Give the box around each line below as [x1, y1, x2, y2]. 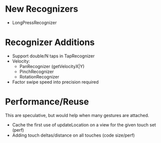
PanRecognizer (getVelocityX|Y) [19, 63, 85, 69]
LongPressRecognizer [12, 20, 57, 25]
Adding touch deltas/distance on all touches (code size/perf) [12, 132, 135, 138]
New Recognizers [5, 3, 78, 15]
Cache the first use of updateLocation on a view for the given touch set [12, 121, 156, 128]
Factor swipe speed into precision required [12, 79, 99, 85]
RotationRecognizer [19, 73, 60, 79]
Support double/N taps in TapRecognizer [12, 53, 95, 59]
